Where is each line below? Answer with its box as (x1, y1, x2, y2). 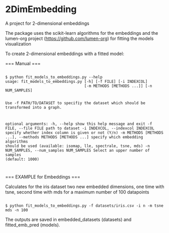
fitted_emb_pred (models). (5, 221, 61, 228)
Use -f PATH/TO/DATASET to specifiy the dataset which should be (5, 100, 145, 106)
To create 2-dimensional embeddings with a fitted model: (5, 51, 125, 57)
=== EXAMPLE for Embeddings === (5, 173, 81, 180)
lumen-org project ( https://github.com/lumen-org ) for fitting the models (5, 35, 154, 41)
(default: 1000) (5, 157, 39, 162)
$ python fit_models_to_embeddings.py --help (5, 74, 102, 79)
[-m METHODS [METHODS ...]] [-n (84, 83, 152, 88)
